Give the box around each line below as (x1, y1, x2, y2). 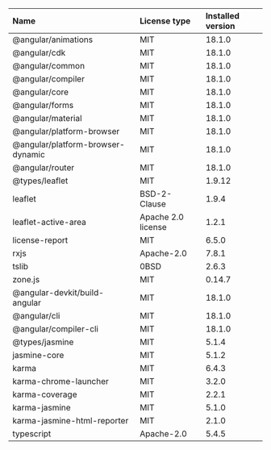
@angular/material (12, 113, 82, 123)
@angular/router (12, 162, 75, 173)
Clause (140, 198, 167, 209)
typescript (12, 428, 52, 439)
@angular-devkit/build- (12, 287, 105, 298)
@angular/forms (12, 100, 74, 110)
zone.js (12, 274, 40, 285)
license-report (12, 235, 69, 245)
